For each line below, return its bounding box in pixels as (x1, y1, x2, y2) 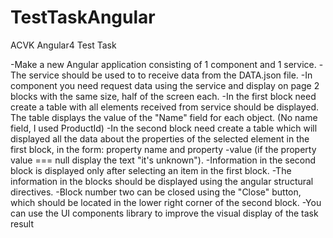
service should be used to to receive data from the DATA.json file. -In (28, 69, 313, 81)
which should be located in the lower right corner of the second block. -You (10, 196, 322, 208)
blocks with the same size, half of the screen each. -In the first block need (10, 90, 317, 102)
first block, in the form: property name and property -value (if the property (10, 143, 317, 155)
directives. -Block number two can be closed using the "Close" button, (10, 186, 302, 198)
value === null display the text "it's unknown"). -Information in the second (10, 154, 317, 166)
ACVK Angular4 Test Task (10, 39, 117, 51)
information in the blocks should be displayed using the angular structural (10, 175, 314, 187)
